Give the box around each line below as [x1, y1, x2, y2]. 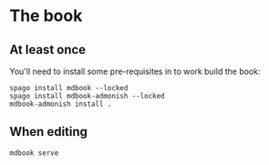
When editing [9, 124, 88, 139]
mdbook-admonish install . [9, 99, 112, 108]
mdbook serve [9, 148, 59, 158]
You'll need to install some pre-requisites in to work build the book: [9, 66, 261, 77]
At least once [9, 42, 87, 57]
